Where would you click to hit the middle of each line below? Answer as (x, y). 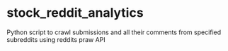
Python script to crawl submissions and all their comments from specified (114, 32)
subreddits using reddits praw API (56, 39)
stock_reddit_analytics (75, 13)
